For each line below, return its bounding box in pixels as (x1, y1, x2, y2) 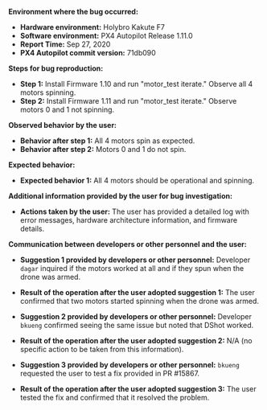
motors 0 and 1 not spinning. (19, 105, 115, 114)
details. (19, 224, 45, 233)
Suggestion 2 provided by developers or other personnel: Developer (19, 312, 252, 321)
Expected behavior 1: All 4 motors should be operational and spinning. (19, 176, 255, 185)
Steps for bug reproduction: (8, 64, 104, 73)
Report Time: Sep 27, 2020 (19, 39, 111, 49)
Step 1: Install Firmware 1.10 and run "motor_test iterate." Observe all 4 (19, 80, 253, 88)
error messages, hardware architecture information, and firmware (19, 215, 238, 224)
